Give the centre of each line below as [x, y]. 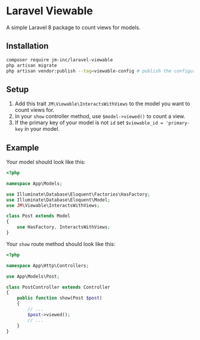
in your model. [42, 129]
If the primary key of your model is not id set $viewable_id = [89, 122]
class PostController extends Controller [58, 287]
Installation [27, 46]
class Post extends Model [38, 216]
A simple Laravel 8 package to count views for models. [74, 27]
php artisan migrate [32, 65]
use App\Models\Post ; [33, 276]
